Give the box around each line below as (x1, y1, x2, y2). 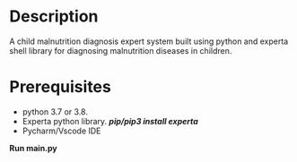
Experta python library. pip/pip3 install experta (22, 115, 199, 126)
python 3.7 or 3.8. (22, 106, 88, 117)
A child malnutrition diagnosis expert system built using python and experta (9, 36, 289, 47)
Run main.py (9, 142, 58, 153)
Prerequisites (9, 77, 112, 98)
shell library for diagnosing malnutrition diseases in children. (9, 45, 232, 55)
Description (9, 6, 99, 27)
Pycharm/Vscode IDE (22, 125, 101, 136)
